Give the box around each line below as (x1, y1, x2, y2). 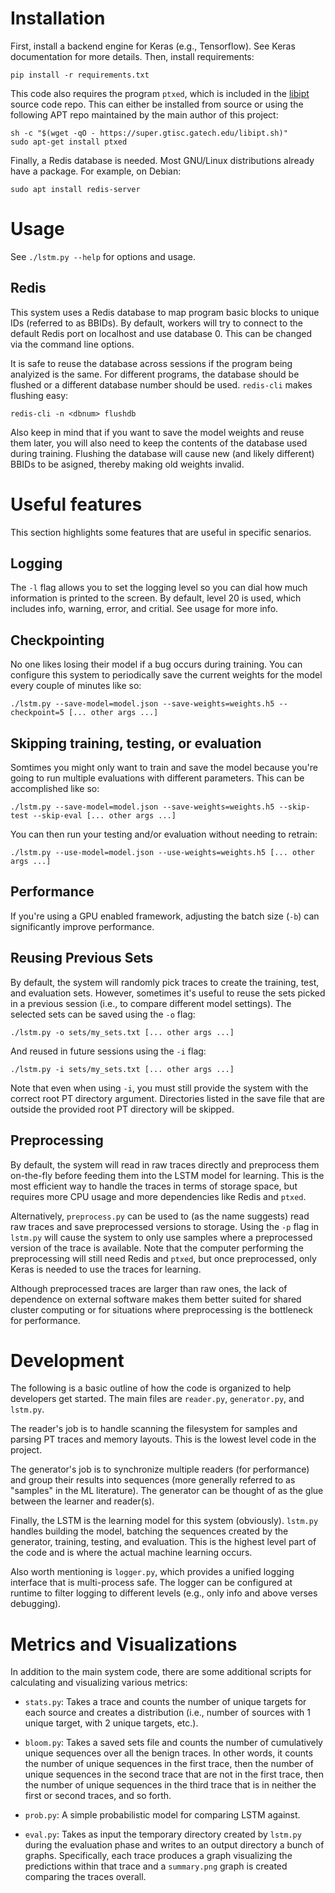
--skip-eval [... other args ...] (32, 811, 177, 821)
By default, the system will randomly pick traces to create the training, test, (10, 976, 320, 988)
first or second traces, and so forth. (24, 1790, 172, 1802)
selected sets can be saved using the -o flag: (10, 1008, 196, 1020)
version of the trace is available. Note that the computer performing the (10, 1242, 304, 1254)
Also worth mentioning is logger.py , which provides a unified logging (10, 1566, 295, 1578)
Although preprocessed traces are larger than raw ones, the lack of (10, 1282, 288, 1294)
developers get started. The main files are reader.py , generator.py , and (10, 1393, 305, 1405)
